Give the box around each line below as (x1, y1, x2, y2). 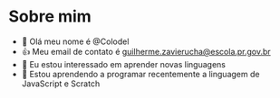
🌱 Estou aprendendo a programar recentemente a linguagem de (21, 68, 260, 79)
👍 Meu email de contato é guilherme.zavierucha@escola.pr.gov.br (21, 46, 271, 57)
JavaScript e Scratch (21, 78, 101, 89)
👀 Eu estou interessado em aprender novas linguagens (21, 58, 226, 69)
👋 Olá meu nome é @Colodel (21, 36, 130, 47)
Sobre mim (8, 6, 92, 27)
